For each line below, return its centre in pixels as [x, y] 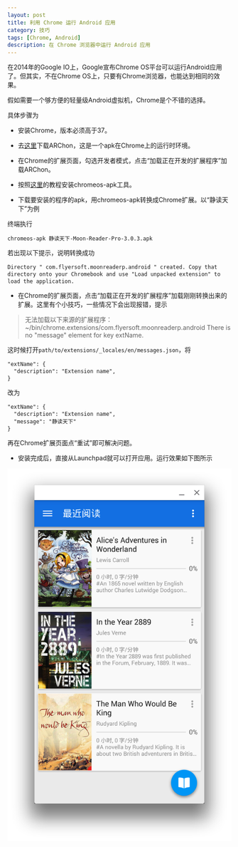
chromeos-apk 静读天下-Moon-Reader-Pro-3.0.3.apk [80, 239]
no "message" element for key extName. [84, 336]
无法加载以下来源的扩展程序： [68, 320]
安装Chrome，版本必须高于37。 [64, 130]
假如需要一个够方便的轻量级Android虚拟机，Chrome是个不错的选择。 [108, 100]
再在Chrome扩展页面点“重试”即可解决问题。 [72, 443]
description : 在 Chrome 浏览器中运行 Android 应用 [79, 45]
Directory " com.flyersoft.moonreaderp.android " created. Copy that [113, 267]
